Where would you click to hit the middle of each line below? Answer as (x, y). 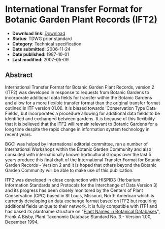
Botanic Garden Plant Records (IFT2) (81, 20)
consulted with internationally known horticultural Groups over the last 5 (78, 154)
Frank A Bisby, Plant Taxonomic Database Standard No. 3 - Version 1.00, (78, 217)
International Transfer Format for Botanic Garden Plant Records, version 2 (80, 87)
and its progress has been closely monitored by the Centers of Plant (74, 190)
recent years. (18, 134)
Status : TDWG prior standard (42, 39)
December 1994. (22, 222)
